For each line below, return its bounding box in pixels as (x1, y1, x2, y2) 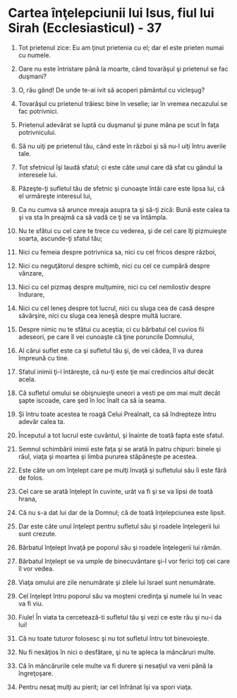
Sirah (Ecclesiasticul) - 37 (8, 20, 162, 36)
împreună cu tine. (18, 353, 70, 362)
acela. (18, 374, 37, 383)
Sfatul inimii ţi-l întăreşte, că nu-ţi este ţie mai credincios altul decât (18, 367, 214, 376)
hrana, (18, 495, 37, 503)
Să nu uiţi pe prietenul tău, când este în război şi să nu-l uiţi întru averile (18, 141, 226, 150)
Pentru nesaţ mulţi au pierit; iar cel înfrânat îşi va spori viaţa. (18, 682, 193, 691)
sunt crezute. (18, 529, 57, 538)
